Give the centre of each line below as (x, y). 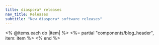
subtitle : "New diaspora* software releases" (54, 19)
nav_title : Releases (27, 14)
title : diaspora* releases (33, 10)
